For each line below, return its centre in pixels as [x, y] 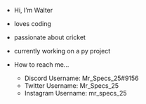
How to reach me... [41, 65]
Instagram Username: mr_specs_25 [76, 93]
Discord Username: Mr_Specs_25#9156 [81, 78]
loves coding [32, 24]
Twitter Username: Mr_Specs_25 [72, 86]
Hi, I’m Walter [33, 10]
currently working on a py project [62, 51]
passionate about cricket [50, 37]
